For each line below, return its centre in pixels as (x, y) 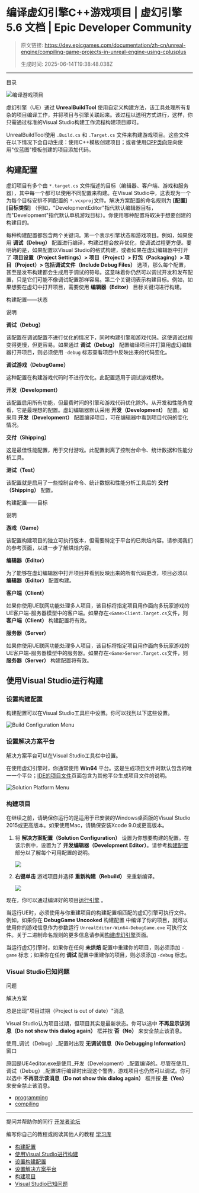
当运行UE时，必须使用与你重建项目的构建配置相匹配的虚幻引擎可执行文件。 (98, 913)
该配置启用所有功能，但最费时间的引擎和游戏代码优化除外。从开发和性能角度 (99, 402)
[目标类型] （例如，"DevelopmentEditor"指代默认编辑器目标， (81, 207)
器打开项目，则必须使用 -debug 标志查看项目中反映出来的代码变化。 (88, 352)
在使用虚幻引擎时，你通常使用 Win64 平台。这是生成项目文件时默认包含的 (97, 768)
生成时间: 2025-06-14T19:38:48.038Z (67, 64)
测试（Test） (22, 470)
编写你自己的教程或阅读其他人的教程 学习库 (59, 1134)
